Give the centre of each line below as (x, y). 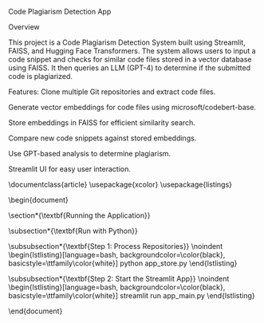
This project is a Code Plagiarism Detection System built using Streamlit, (127, 42)
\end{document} (35, 311)
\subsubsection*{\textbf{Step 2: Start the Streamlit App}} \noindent (119, 279)
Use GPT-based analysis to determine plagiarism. (90, 154)
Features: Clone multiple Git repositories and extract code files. (112, 92)
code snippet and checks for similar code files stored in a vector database (130, 59)
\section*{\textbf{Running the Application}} (79, 215)
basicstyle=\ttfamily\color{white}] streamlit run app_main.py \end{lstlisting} (132, 295)
